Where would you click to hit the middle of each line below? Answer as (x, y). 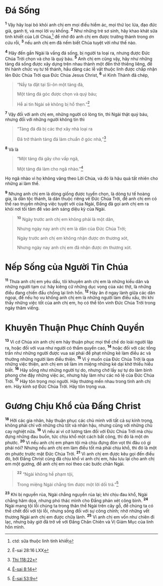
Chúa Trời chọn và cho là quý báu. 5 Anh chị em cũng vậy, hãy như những (79, 58)
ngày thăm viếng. (22, 308)
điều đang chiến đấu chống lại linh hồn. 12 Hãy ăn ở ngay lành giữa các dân (80, 292)
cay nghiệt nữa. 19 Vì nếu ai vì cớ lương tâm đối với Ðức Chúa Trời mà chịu (79, 431)
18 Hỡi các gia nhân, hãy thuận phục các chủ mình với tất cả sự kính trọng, (79, 420)
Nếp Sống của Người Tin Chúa (67, 267)
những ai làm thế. (22, 183)
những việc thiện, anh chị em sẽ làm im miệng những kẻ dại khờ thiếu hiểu (79, 364)
